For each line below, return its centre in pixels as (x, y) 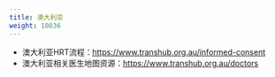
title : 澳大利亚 (36, 17)
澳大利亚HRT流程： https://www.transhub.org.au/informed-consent (144, 52)
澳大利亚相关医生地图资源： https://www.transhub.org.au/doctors (140, 63)
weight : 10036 (35, 26)
